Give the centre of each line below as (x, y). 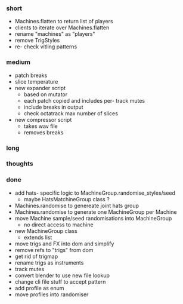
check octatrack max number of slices (71, 113)
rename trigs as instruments (49, 262)
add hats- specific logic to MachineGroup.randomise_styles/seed (95, 193)
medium (18, 62)
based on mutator (45, 94)
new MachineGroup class (46, 231)
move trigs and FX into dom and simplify (64, 244)
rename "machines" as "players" (55, 34)
